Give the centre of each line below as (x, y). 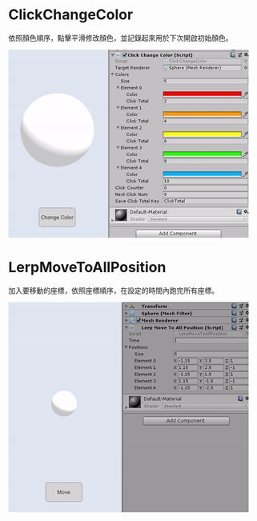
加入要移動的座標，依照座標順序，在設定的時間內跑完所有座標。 (113, 291)
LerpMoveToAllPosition (87, 268)
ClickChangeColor (71, 15)
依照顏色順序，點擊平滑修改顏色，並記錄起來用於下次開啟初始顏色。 (120, 38)
